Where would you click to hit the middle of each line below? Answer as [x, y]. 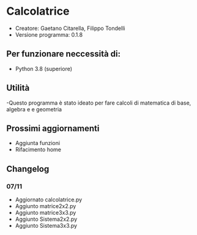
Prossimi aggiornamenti [53, 128]
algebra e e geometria [34, 109]
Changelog [28, 169]
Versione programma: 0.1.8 [49, 34]
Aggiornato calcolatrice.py [49, 200]
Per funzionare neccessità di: [64, 54]
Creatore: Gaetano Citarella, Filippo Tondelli [70, 28]
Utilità [18, 88]
